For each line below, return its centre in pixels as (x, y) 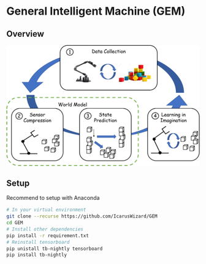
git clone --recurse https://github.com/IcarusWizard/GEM (82, 216)
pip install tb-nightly (37, 255)
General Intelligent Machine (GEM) (96, 11)
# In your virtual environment (46, 210)
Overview (25, 34)
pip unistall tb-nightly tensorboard (55, 249)
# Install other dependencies (45, 229)
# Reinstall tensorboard (38, 242)
